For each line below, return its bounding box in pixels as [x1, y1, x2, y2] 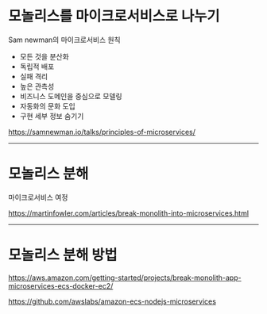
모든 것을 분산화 [19, 52, 69, 61]
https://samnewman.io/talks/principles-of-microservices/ [8, 127, 196, 136]
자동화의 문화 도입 [19, 101, 75, 111]
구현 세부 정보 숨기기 [19, 111, 84, 121]
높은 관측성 [19, 81, 55, 91]
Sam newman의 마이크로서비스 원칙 [8, 35, 121, 44]
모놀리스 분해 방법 [8, 247, 118, 264]
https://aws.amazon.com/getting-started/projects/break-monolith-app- [8, 273, 242, 282]
